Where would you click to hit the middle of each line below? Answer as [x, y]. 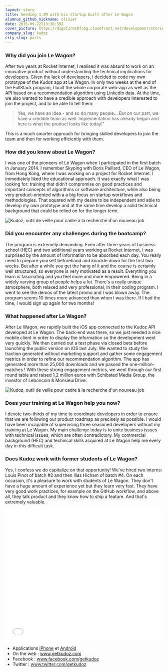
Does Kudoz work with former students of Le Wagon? [71, 459]
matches [14, 370]
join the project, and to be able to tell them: [49, 104]
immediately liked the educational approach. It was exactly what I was [77, 179]
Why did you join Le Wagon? [40, 55]
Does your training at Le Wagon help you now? [63, 403]
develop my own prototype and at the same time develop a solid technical [81, 206]
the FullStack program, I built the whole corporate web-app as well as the [81, 88]
